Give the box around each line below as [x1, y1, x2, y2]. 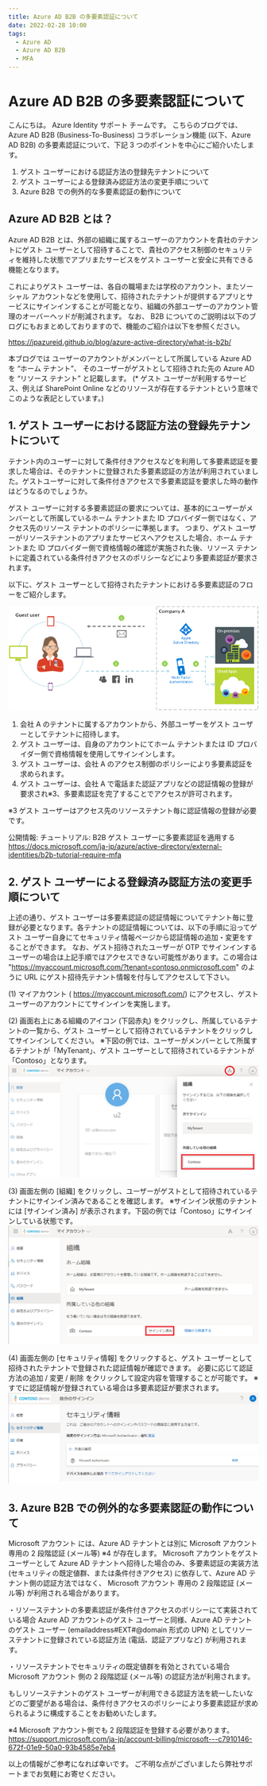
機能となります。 [8, 265, 64, 274]
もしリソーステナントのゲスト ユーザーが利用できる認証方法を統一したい [8, 1688, 246, 1698]
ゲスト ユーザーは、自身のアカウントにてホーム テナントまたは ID [19, 739, 234, 749]
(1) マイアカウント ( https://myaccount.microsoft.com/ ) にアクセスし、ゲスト [8, 989, 259, 998]
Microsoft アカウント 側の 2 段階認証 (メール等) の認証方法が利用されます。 [8, 1672, 255, 1681]
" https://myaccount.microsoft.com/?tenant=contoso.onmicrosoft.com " [8, 962, 240, 971]
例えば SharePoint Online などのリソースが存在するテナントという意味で [21, 383, 259, 393]
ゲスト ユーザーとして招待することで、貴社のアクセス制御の [21, 245, 219, 254]
